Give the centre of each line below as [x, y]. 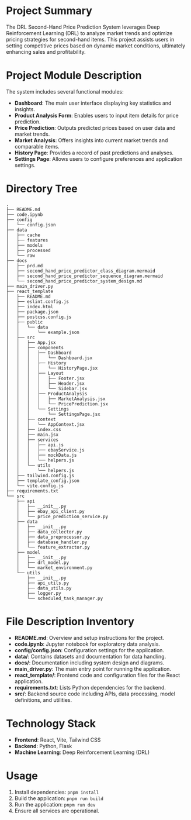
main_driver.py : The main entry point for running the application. [93, 669]
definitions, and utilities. [43, 700]
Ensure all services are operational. [57, 811]
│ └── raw [20, 256]
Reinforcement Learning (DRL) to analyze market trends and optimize [89, 33]
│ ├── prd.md [25, 266]
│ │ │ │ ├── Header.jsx [45, 383]
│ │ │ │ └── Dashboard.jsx [49, 358]
